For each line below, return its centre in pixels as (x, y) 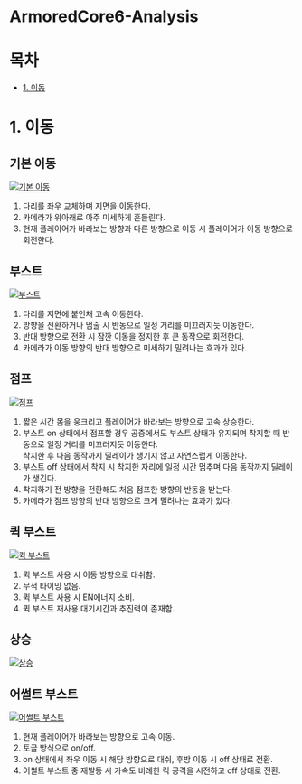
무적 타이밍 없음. (52, 585)
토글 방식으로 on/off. (59, 748)
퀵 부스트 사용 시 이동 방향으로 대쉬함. (89, 574)
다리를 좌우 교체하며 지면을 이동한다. (86, 206)
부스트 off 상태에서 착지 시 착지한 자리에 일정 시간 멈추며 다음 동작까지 (146, 466)
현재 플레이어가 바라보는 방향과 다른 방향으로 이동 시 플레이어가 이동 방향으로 (158, 229)
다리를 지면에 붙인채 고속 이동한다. (83, 313)
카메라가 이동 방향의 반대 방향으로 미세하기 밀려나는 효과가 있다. (134, 347)
